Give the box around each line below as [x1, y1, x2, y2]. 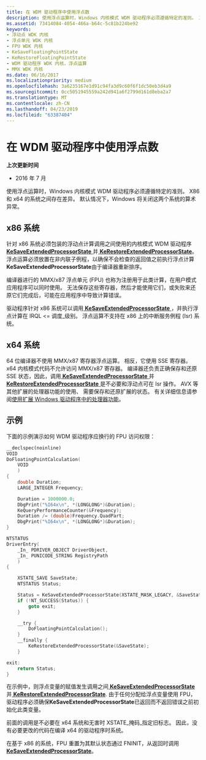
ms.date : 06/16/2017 [6, 72, 59, 78]
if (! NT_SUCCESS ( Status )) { [17, 597, 89, 603]
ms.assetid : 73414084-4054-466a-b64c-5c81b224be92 [6, 20, 139, 26]
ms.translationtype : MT [6, 95, 67, 101]
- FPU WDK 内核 [6, 44, 44, 50]
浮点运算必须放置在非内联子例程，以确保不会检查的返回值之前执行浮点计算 [6, 255, 194, 263]
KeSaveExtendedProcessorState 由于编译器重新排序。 [6, 263, 145, 271]
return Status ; [17, 665, 56, 672]
